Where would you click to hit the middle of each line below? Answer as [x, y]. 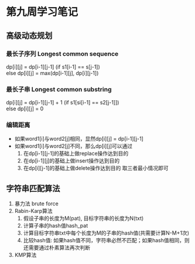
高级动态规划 [29, 35]
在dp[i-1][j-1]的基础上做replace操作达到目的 [76, 154]
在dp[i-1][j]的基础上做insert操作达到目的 [71, 161]
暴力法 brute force [36, 204]
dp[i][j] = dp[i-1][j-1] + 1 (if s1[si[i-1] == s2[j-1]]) [63, 103]
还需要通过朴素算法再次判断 [57, 248]
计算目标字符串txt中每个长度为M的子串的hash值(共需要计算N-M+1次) [106, 233]
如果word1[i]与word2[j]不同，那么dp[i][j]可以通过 [73, 146]
